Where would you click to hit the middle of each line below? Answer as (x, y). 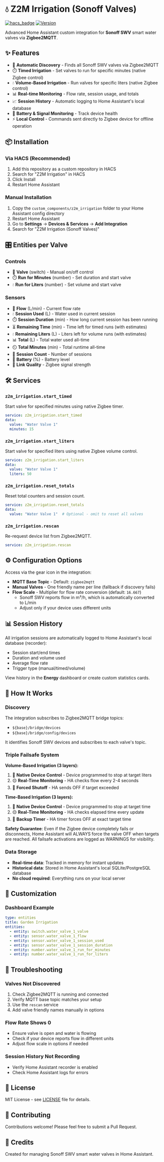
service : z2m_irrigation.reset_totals (45, 505)
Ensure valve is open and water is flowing (54, 1033)
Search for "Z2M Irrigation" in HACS (48, 174)
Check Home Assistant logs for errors (50, 1072)
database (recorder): (26, 643)
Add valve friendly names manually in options (58, 1010)
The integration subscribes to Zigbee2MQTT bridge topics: (64, 718)
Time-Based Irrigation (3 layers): (39, 797)
